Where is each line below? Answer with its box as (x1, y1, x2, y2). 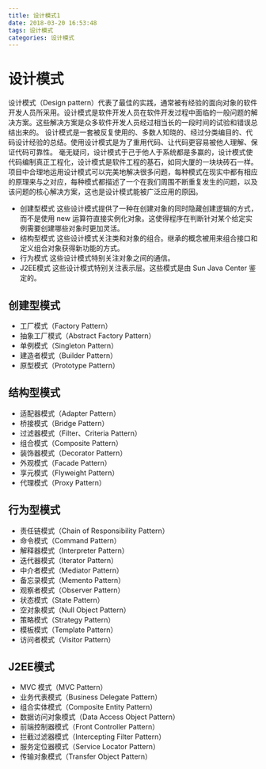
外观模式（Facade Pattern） (19, 458, 112, 467)
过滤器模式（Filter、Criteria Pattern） (19, 428, 142, 438)
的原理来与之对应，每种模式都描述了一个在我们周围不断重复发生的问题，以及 (8, 177, 258, 187)
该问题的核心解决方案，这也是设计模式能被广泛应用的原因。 (8, 187, 203, 196)
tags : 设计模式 (8, 26, 54, 34)
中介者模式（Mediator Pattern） (19, 565, 124, 575)
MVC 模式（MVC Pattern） (19, 683, 108, 692)
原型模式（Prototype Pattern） (19, 361, 120, 370)
